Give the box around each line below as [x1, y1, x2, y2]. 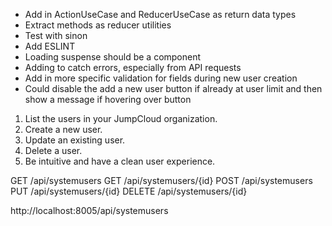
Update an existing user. [24, 134, 126, 146]
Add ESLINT [24, 40, 76, 52]
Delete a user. [24, 145, 83, 156]
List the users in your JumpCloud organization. [24, 113, 218, 124]
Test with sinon [24, 30, 88, 41]
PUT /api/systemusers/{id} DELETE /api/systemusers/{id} [10, 185, 248, 197]
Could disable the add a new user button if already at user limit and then [24, 83, 323, 94]
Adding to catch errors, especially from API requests [24, 62, 242, 73]
